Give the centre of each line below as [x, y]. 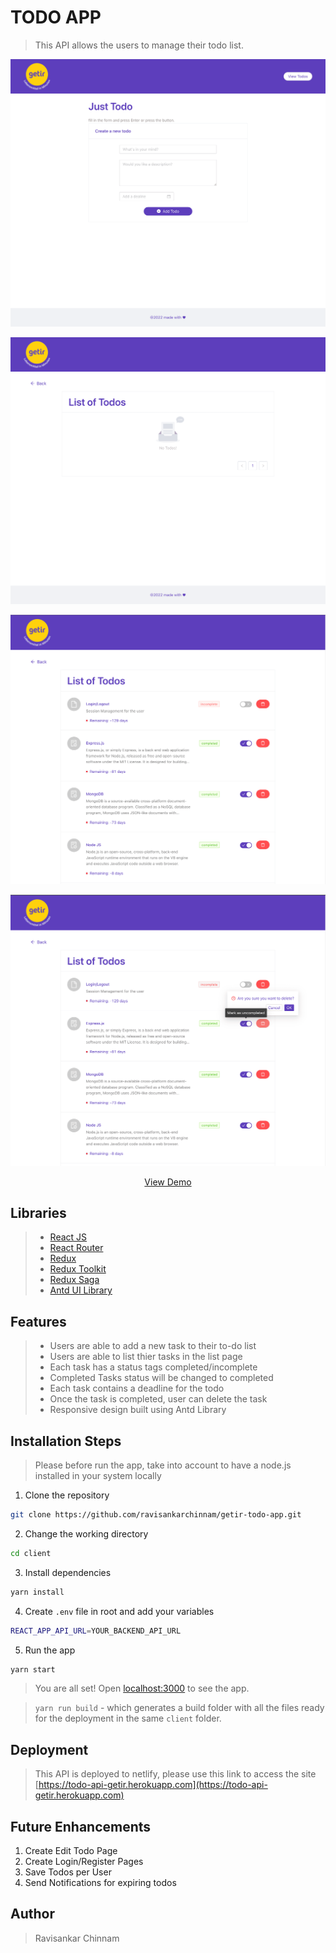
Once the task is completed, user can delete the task [158, 1399]
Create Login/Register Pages [84, 1862]
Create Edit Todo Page [71, 1851]
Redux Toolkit [78, 1269]
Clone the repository [67, 1495]
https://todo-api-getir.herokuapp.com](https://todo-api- [153, 1785]
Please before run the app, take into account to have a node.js [163, 1465]
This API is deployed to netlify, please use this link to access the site [175, 1774]
